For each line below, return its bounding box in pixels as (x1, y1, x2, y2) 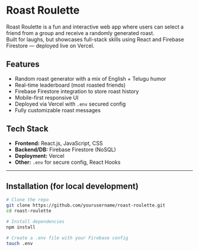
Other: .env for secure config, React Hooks (14, 158, 121, 166)
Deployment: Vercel (14, 152, 65, 159)
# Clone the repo (6, 197, 49, 203)
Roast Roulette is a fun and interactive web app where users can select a (6, 23, 184, 30)
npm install (6, 224, 36, 230)
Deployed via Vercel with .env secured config (14, 100, 126, 107)
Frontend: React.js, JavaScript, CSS (14, 139, 103, 147)
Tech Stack (6, 124, 49, 134)
